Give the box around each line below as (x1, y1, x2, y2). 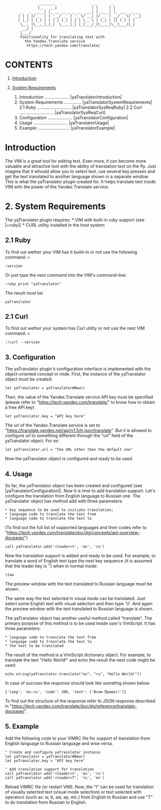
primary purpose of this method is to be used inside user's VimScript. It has (5, 620, 156, 627)
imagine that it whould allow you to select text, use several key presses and (5, 168, 155, 174)
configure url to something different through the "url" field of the (5, 433, 133, 439)
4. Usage (5, 470, 32, 478)
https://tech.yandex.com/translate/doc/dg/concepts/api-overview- (7, 530, 140, 536)
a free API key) (5, 404, 35, 411)
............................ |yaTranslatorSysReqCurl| (19, 109, 106, 115)
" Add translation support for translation (5, 767, 94, 772)
